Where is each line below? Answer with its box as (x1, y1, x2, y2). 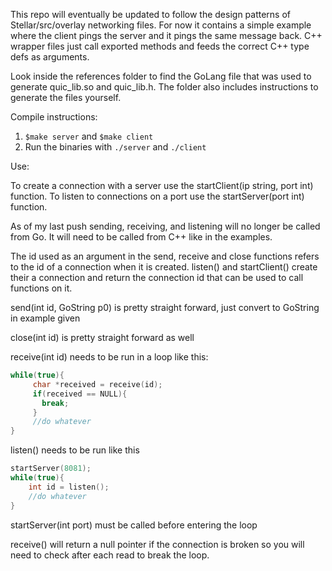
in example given (10, 312, 81, 324)
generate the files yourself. (10, 92, 122, 103)
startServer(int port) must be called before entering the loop (10, 519, 258, 531)
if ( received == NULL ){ (32, 389, 128, 399)
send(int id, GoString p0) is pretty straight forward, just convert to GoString (10, 302, 320, 313)
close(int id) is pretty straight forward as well (10, 332, 195, 343)
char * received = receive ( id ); (32, 379, 163, 389)
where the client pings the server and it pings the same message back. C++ (10, 30, 323, 41)
